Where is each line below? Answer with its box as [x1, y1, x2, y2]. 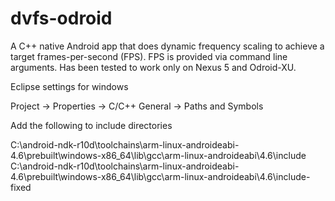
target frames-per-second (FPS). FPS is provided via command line [10, 50, 288, 62]
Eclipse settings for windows [10, 80, 129, 92]
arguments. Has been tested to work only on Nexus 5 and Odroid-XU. [10, 61, 297, 73]
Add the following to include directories [10, 119, 173, 131]
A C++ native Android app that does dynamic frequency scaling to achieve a [10, 40, 325, 52]
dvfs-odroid [10, 7, 113, 30]
